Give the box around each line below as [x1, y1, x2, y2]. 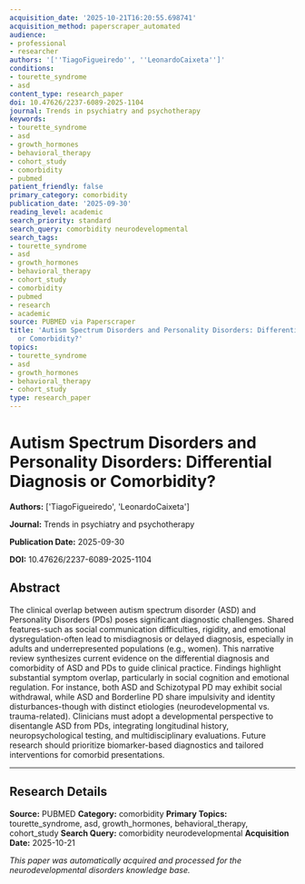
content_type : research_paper [9, 89, 124, 98]
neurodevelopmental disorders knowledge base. [9, 864, 191, 875]
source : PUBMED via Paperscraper [9, 317, 136, 327]
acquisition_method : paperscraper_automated [9, 22, 181, 31]
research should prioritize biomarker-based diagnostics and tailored [9, 740, 264, 750]
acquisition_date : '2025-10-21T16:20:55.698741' [9, 13, 197, 23]
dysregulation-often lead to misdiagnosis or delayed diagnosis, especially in [9, 633, 293, 644]
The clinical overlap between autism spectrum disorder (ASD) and [9, 604, 257, 615]
